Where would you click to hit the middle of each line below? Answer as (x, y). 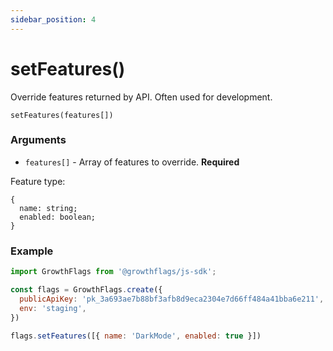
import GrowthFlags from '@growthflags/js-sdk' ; (113, 272)
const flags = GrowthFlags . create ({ (86, 290)
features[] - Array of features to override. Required (132, 162)
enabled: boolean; (58, 217)
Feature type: (38, 181)
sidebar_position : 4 (53, 19)
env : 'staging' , (53, 308)
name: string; (48, 208)
